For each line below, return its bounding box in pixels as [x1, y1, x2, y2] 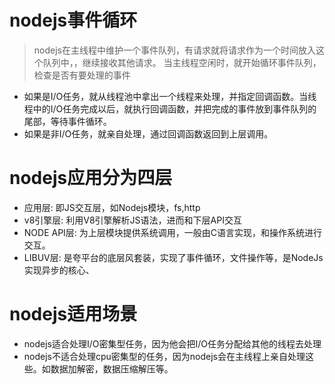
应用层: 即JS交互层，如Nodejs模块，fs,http [23, 201, 201, 213]
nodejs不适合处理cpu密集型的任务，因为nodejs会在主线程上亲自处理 [23, 350, 306, 362]
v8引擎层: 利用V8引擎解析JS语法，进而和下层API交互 [23, 214, 242, 226]
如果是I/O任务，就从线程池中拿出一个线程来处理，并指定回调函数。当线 [23, 90, 317, 102]
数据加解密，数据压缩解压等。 [50, 362, 174, 375]
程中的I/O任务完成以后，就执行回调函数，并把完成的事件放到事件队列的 [23, 102, 317, 115]
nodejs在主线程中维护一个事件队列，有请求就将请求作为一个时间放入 [33, 44, 316, 56]
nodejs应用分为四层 [9, 167, 173, 190]
